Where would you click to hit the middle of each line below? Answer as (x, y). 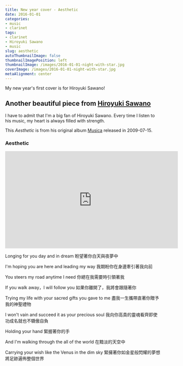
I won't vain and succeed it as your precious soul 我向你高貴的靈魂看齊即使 (81, 315)
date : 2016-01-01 (23, 14)
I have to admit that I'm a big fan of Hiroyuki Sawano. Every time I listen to (80, 115)
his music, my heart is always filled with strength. (55, 121)
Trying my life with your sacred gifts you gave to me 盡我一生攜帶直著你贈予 (82, 298)
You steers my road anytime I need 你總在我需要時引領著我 (65, 277)
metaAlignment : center (28, 74)
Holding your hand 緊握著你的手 (37, 331)
